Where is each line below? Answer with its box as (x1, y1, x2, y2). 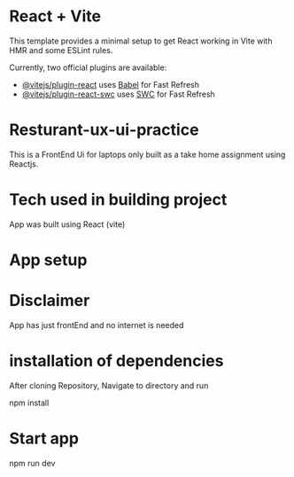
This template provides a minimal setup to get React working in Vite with (9, 35, 273, 46)
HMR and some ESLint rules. (9, 44, 113, 55)
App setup (9, 250, 88, 270)
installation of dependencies (9, 351, 224, 371)
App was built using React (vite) (9, 219, 126, 230)
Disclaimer (9, 291, 90, 311)
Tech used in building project (9, 190, 228, 210)
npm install (9, 397, 50, 408)
